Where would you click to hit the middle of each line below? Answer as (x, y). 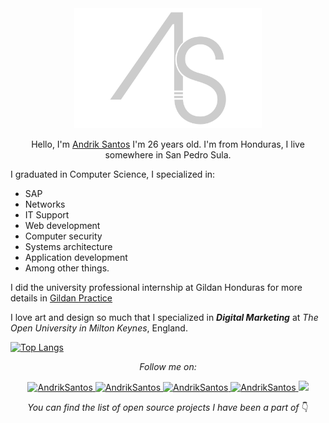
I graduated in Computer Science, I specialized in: (113, 174)
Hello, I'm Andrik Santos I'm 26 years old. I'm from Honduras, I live (168, 144)
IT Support (47, 214)
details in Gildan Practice (61, 298)
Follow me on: (168, 366)
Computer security (63, 236)
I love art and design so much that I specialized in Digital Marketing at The (164, 317)
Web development (62, 225)
